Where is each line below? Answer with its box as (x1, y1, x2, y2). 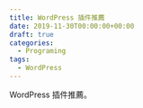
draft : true (9, 30, 54, 39)
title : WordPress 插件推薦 (9, 13, 105, 22)
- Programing (17, 47, 67, 56)
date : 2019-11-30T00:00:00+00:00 (9, 22, 135, 31)
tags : (9, 55, 30, 64)
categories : (9, 38, 54, 48)
